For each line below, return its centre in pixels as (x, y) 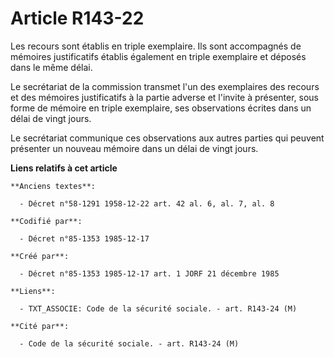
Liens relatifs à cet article (64, 168)
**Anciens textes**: (53, 186)
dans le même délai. (51, 67)
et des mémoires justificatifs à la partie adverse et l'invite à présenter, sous (164, 97)
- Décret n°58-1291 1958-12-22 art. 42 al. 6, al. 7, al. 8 (147, 203)
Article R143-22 (77, 18)
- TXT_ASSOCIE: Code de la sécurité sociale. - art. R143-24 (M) (158, 308)
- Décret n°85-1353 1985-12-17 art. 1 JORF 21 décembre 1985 (149, 273)
